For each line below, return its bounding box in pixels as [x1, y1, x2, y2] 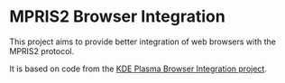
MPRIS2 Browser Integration [9, 6, 225, 27]
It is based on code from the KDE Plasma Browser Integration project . [9, 63, 268, 74]
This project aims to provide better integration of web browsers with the [9, 36, 277, 47]
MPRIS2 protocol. [9, 45, 75, 56]
